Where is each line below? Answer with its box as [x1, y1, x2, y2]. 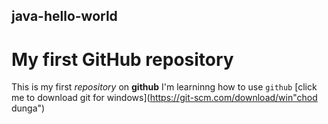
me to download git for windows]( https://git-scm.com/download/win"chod [11, 92, 318, 104]
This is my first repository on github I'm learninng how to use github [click [11, 81, 318, 93]
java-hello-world [11, 8, 118, 25]
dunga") [11, 102, 46, 114]
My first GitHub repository [11, 48, 234, 71]
